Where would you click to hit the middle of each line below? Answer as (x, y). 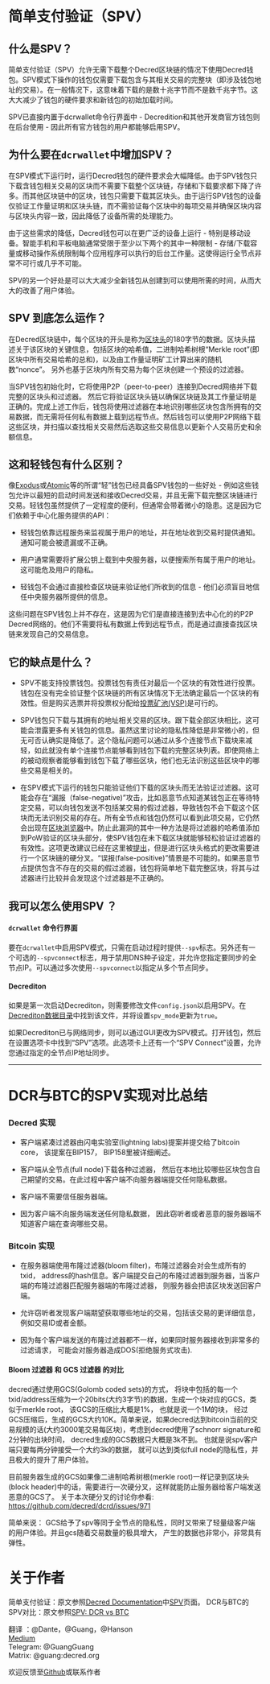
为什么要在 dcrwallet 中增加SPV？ (91, 155)
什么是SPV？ (41, 49)
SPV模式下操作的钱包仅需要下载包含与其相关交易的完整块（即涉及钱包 (138, 80)
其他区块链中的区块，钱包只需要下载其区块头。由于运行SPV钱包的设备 (145, 196)
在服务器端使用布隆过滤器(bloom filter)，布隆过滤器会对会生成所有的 (133, 1265)
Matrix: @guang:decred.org (54, 1655)
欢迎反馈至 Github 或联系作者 (55, 1672)
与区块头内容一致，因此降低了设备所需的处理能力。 (93, 216)
